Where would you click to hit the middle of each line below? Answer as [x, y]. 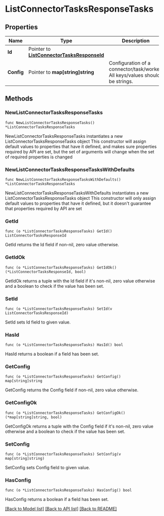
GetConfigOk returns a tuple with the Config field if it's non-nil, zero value [79, 426]
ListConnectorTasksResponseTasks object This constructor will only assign [81, 198]
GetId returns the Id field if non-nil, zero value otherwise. [62, 245]
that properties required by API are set [43, 208]
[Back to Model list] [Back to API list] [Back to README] [61, 509]
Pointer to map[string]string [61, 72]
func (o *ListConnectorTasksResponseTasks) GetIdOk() [61, 267]
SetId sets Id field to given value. [38, 322]
